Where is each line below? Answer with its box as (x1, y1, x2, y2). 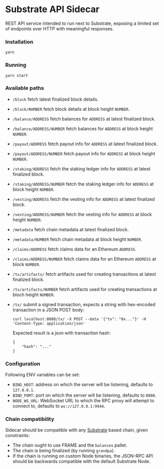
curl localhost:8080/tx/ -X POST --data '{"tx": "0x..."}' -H (12, 316, 146, 322)
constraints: (5, 433, 30, 439)
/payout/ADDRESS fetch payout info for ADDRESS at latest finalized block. (12, 141, 158, 147)
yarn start (5, 73, 28, 78)
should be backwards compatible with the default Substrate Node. (12, 458, 151, 464)
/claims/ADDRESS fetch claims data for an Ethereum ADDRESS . (12, 246, 137, 252)
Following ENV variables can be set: (5, 372, 80, 378)
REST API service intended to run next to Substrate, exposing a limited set (5, 20, 159, 26)
